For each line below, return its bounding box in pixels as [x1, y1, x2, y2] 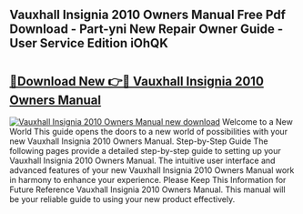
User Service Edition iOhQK [9, 36, 168, 51]
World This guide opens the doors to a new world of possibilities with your [9, 127, 288, 137]
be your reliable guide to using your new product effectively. [9, 194, 236, 204]
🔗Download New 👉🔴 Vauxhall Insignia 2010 [9, 73, 264, 89]
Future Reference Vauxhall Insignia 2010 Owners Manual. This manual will [9, 184, 286, 195]
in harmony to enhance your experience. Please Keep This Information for [9, 175, 287, 185]
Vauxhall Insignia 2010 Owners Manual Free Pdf [9, 7, 287, 23]
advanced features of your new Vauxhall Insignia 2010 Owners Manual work [9, 165, 295, 176]
